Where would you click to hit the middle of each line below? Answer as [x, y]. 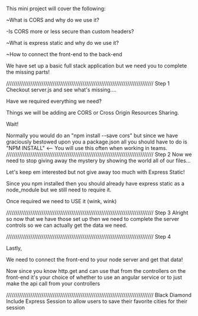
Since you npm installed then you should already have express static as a [95, 183]
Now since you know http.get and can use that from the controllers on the [96, 271]
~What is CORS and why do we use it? [53, 20]
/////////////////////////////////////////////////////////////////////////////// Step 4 [89, 237]
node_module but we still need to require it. [59, 190]
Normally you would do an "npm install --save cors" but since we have [92, 136]
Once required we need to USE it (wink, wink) [61, 201]
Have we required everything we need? [54, 101]
